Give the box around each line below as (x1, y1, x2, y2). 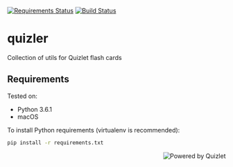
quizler (7, 31, 49, 46)
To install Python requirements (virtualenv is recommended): (7, 126, 180, 134)
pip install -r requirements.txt (7, 139, 104, 146)
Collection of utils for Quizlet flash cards (7, 53, 123, 61)
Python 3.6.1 (17, 105, 53, 113)
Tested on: (7, 92, 38, 100)
